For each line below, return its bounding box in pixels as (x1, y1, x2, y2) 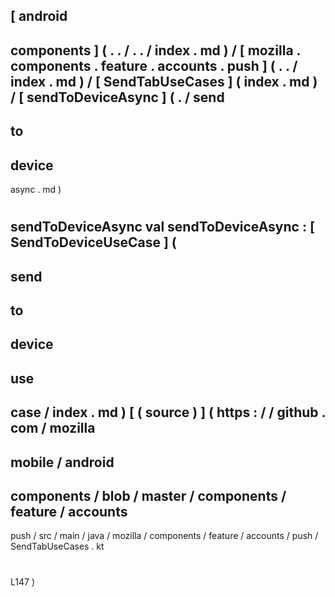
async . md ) (10, 183, 62, 195)
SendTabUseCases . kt (10, 540, 105, 553)
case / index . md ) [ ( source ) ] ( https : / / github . (10, 404, 326, 421)
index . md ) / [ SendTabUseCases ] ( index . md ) (10, 73, 318, 90)
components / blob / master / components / (10, 487, 287, 504)
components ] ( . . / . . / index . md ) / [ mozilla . (10, 42, 301, 59)
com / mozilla (10, 420, 96, 437)
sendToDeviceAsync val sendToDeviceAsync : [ (10, 219, 315, 236)
